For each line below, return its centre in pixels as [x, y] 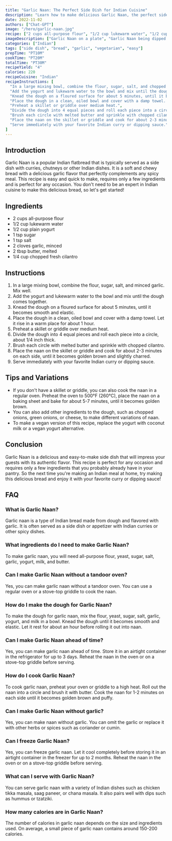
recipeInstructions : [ [29, 82]
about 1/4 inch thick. [34, 340]
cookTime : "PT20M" [25, 58]
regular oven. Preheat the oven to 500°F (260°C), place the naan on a [86, 396]
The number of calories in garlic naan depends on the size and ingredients [84, 823]
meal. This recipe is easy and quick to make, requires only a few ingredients [85, 179]
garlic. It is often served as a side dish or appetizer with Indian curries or [82, 526]
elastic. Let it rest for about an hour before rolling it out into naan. [74, 627]
